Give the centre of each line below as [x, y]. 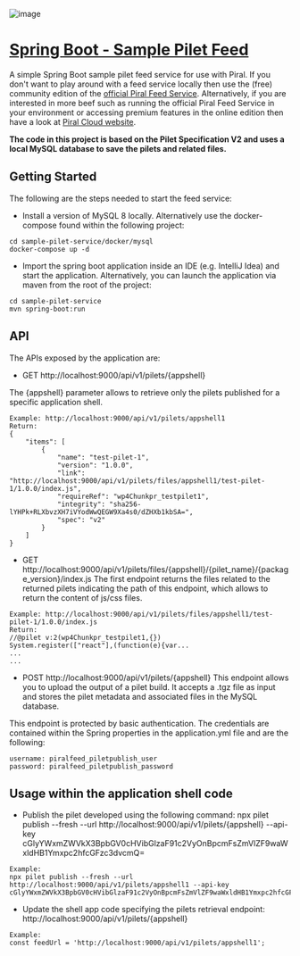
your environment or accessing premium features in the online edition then [146, 112]
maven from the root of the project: [87, 285]
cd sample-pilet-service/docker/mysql [81, 241]
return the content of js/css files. [82, 597]
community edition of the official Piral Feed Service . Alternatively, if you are [148, 93]
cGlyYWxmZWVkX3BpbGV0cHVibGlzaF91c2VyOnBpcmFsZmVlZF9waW [155, 844]
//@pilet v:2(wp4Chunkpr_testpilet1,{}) [86, 637]
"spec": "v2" [81, 520]
